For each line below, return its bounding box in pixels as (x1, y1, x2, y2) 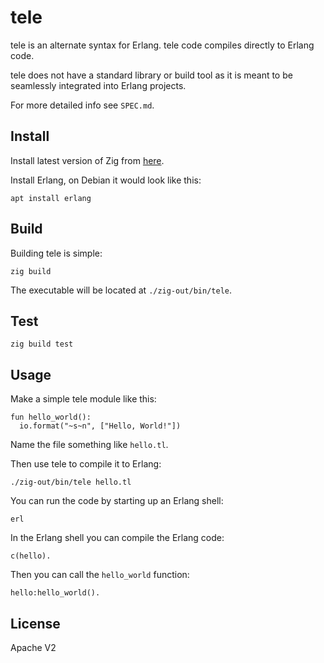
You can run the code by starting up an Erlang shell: (10, 495, 224, 507)
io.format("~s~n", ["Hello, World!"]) (19, 421, 182, 431)
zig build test (10, 339, 74, 350)
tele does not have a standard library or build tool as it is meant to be (10, 69, 293, 81)
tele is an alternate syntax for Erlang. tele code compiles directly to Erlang (10, 39, 315, 51)
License (10, 615, 61, 632)
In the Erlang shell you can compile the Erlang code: (10, 532, 225, 544)
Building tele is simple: (10, 247, 103, 259)
